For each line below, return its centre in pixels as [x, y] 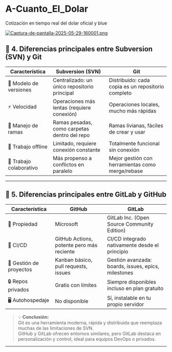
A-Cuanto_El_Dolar [47, 9]
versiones [20, 90]
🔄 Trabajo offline [28, 146]
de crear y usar [127, 132]
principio [118, 251]
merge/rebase [126, 171]
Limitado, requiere [75, 143]
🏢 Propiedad [23, 224]
